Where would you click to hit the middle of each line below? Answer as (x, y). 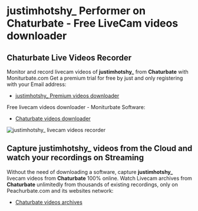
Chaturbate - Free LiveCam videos (93, 23)
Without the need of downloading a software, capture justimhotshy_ (90, 172)
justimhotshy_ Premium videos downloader (67, 96)
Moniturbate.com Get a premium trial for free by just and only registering (95, 78)
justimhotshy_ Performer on (76, 11)
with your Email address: (37, 84)
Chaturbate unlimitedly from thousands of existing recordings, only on (93, 184)
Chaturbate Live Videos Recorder (69, 57)
